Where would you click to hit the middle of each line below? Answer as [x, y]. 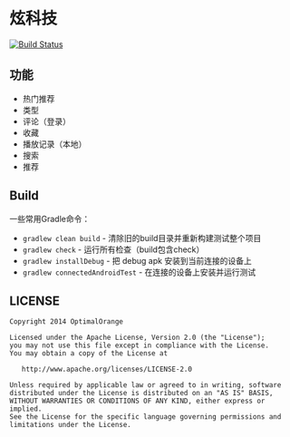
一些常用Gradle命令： [50, 218]
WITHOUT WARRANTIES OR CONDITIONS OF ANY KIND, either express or [137, 401]
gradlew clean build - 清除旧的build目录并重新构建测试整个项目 [142, 238]
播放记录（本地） [54, 144]
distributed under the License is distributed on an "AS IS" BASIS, [141, 393]
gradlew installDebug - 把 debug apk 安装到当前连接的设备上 [137, 260]
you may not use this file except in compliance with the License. [140, 345]
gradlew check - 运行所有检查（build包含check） [113, 249]
